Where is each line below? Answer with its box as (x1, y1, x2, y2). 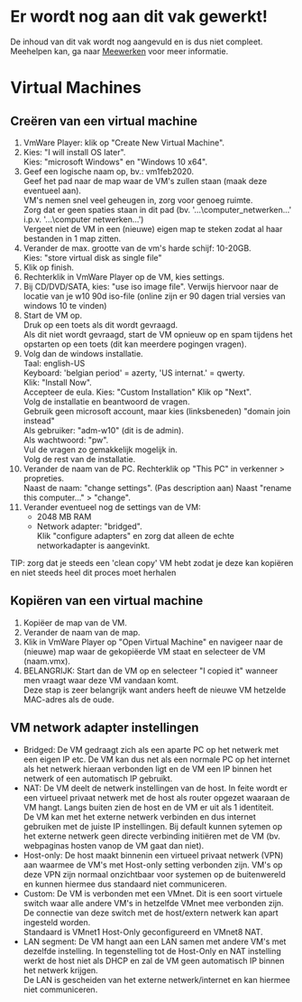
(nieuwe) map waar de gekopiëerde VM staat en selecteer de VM (23, 645, 266, 656)
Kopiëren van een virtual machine (10, 593, 204, 608)
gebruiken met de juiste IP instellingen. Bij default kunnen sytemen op (23, 821, 283, 831)
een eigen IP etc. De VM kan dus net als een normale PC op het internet (23, 754, 291, 765)
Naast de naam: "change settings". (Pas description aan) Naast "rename (23, 482, 292, 493)
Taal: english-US (23, 357, 86, 368)
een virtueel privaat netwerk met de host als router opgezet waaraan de (23, 792, 290, 803)
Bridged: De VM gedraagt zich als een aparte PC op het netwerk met (23, 744, 279, 755)
